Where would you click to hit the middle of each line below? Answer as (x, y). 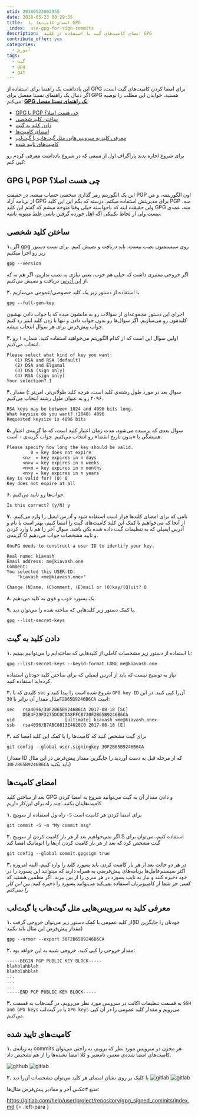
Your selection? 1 (29, 381)
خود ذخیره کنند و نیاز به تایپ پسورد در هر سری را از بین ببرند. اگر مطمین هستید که (97, 877)
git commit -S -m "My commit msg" (49, 825)
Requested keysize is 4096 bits (46, 419)
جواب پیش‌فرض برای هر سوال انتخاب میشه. (55, 326)
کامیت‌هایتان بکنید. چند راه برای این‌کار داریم (54, 803)
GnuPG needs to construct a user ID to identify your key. (81, 546)
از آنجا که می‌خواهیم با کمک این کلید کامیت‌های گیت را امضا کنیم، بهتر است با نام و (96, 522)
